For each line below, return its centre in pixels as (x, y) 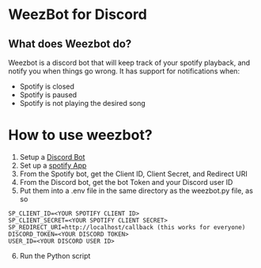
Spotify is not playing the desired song (83, 103)
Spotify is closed (47, 86)
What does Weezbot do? (70, 44)
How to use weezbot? (80, 135)
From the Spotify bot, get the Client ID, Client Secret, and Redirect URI (133, 174)
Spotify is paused (48, 95)
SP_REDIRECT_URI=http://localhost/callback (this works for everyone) (127, 227)
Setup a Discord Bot (52, 157)
